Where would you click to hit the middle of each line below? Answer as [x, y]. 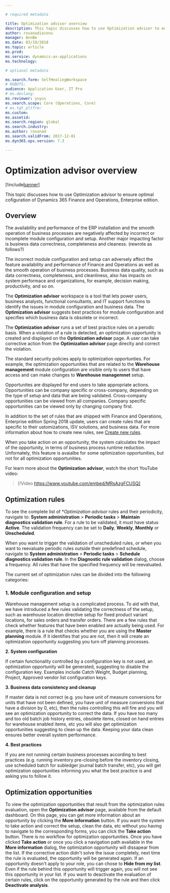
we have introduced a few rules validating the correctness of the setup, [80, 609]
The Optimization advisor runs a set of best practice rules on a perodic [80, 327]
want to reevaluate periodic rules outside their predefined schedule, [76, 548]
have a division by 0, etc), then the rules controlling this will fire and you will [84, 708]
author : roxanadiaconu [29, 33]
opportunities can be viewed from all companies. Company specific [76, 401]
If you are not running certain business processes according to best [76, 754]
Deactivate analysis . [27, 885]
